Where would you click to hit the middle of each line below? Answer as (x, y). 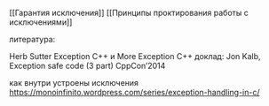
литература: (32, 39)
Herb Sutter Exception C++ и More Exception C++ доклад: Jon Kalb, (135, 56)
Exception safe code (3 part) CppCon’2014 (87, 66)
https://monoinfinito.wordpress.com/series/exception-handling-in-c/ (134, 92)
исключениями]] (41, 22)
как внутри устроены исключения (74, 83)
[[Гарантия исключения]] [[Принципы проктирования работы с (129, 13)
